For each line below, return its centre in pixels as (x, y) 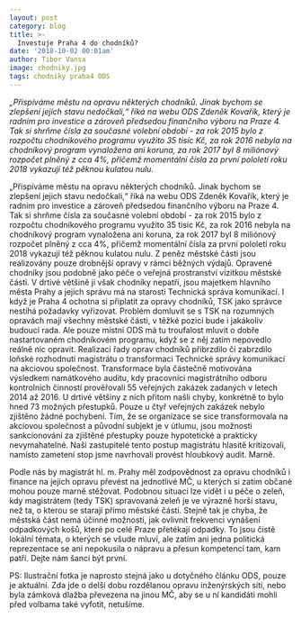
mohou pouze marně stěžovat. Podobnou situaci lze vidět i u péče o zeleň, (147, 491)
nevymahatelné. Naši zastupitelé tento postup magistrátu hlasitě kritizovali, (148, 445)
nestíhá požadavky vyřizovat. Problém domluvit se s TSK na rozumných (142, 311)
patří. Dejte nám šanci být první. (68, 558)
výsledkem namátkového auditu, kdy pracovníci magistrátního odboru (138, 377)
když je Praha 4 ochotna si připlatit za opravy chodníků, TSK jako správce (146, 301)
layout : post (34, 18)
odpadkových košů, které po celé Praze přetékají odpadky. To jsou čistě (142, 529)
